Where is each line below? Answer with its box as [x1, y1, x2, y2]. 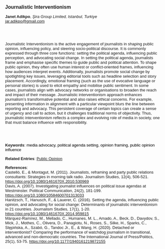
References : [5, 165, 28, 170]
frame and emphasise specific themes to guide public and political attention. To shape [5, 60, 157, 65]
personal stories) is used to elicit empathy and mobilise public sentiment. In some [5, 83, 149, 88]
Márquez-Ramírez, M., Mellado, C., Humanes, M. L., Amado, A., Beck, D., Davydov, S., [5, 216, 160, 221]
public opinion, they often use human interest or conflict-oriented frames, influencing [5, 64, 154, 69]
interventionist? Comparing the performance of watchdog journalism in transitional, [5, 230, 151, 235]
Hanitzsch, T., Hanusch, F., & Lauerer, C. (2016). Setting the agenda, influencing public [5, 197, 159, 202]
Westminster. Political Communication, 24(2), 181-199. [5, 188, 102, 193]
